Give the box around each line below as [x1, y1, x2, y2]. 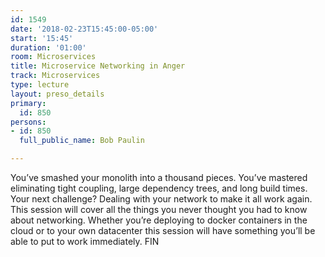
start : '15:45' [10, 33, 74, 43]
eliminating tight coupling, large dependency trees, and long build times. [10, 182, 308, 194]
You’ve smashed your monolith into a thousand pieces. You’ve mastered [10, 172, 308, 183]
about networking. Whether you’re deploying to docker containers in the [10, 214, 308, 226]
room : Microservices [10, 52, 97, 62]
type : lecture [10, 80, 70, 90]
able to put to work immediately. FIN [10, 236, 160, 247]
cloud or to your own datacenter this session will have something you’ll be [10, 225, 316, 236]
